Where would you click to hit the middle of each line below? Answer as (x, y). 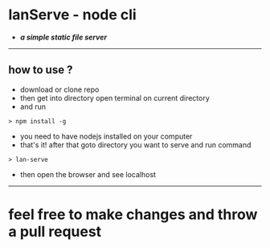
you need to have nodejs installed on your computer (106, 136)
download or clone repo (59, 89)
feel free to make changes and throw (133, 214)
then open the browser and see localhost (88, 174)
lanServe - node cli (72, 15)
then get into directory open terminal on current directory (115, 97)
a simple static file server (63, 37)
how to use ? (41, 70)
